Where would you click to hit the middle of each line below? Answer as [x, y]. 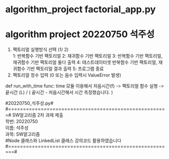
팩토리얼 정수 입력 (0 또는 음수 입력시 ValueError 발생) [67, 75]
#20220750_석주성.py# [29, 103]
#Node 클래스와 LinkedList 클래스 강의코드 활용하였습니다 [63, 141]
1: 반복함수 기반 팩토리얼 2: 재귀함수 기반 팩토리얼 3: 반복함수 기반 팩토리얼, [88, 56]
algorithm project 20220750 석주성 [80, 35]
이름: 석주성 [17, 128]
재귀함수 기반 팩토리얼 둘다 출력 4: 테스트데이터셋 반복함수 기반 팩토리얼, [85, 62]
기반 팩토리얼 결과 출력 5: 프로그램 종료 [65, 69]
